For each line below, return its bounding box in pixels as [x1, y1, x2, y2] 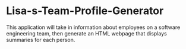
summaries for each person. [6, 36, 75, 43]
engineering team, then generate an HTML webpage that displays [6, 30, 168, 37]
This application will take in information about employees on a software [6, 24, 181, 31]
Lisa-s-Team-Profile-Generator [6, 4, 164, 18]
